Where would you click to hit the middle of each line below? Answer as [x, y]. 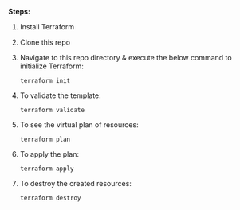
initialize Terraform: [51, 66]
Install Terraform [47, 27]
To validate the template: [60, 95]
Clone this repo [45, 42]
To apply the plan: [49, 154]
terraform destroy [50, 198]
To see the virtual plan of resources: [79, 125]
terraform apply [47, 169]
